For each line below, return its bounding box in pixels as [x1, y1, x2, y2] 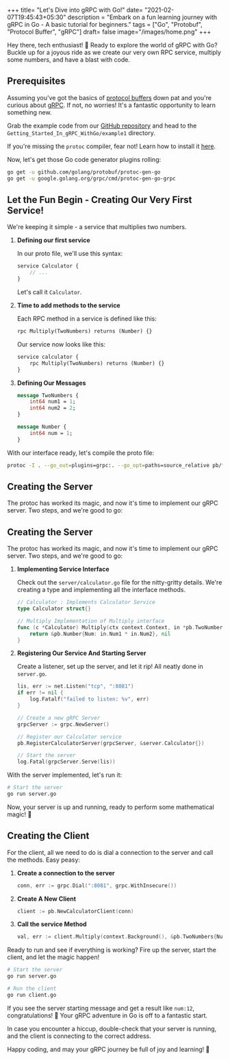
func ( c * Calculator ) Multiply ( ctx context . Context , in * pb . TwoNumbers [16, 624, 226, 631]
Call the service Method [16, 920, 87, 928]
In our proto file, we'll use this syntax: [16, 250, 123, 258]
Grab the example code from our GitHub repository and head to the [7, 121, 197, 130]
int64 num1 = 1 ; [29, 398, 76, 405]
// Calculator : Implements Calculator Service [16, 599, 155, 606]
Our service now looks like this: [16, 340, 106, 349]
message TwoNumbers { [16, 392, 79, 399]
